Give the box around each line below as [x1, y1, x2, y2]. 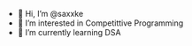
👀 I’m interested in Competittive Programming [17, 18, 184, 28]
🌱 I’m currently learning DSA [17, 27, 121, 37]
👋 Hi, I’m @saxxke [17, 9, 84, 19]
